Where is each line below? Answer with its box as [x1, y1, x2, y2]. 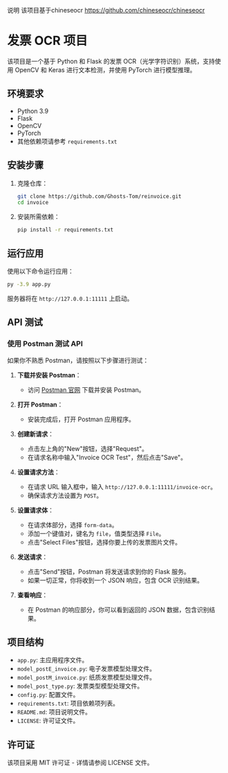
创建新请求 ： [17, 429, 54, 438]
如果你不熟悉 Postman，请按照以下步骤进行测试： [7, 356, 149, 364]
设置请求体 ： [17, 506, 54, 514]
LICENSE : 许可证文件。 [17, 716, 79, 725]
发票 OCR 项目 [7, 33, 88, 48]
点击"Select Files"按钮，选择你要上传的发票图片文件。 [27, 537, 182, 546]
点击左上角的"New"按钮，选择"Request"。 [27, 444, 149, 452]
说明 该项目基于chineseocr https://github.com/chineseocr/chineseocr [7, 6, 205, 14]
